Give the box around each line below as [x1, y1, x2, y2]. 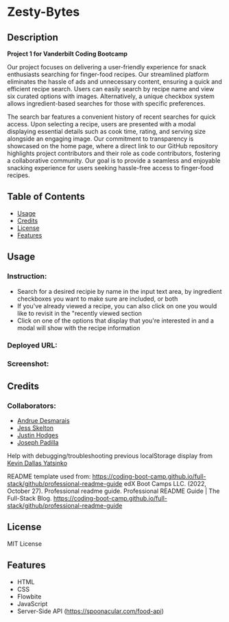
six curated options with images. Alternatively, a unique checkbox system [7, 92, 215, 100]
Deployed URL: [7, 341, 58, 350]
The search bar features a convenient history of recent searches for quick [7, 113, 216, 121]
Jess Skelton [16, 424, 53, 433]
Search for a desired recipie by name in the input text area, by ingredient [16, 287, 222, 295]
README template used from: [7, 472, 91, 481]
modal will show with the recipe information [16, 323, 141, 332]
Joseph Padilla [16, 439, 59, 447]
